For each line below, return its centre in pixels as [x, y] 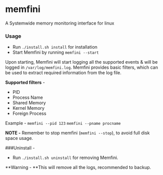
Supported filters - [25, 82]
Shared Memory [29, 103]
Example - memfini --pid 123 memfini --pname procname [63, 123]
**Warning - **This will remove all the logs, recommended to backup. [78, 167]
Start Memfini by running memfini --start [56, 52]
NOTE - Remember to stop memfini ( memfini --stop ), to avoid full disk [77, 133]
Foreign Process [29, 113]
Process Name [28, 98]
